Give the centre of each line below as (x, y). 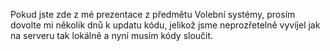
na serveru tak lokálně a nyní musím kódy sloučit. (112, 35)
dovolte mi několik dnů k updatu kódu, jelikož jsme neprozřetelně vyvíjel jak (165, 25)
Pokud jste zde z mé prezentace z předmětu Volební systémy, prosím (153, 14)
